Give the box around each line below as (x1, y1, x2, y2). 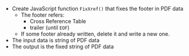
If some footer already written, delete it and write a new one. (20, 30, 170, 38)
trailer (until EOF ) (29, 24, 70, 31)
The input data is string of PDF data (11, 37, 100, 43)
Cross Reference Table (29, 18, 87, 24)
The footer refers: (20, 11, 65, 18)
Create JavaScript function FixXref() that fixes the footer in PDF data (11, 5, 184, 12)
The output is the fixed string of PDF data (11, 43, 114, 50)
